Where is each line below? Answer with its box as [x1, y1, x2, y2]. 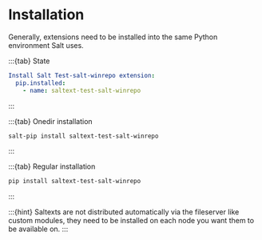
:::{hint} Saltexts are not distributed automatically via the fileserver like [8, 207, 240, 217]
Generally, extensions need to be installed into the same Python [8, 32, 218, 42]
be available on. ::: [8, 224, 69, 234]
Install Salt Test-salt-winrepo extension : [8, 71, 156, 79]
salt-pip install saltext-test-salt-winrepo [8, 132, 159, 140]
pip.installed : [15, 78, 66, 87]
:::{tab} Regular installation [8, 162, 96, 171]
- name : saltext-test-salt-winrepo [22, 86, 141, 94]
